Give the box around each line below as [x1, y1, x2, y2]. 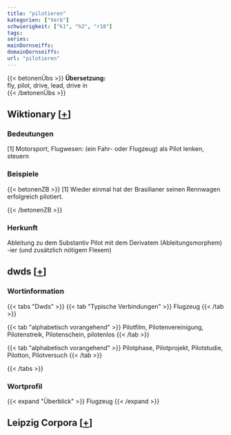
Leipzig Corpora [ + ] [7, 417, 93, 429]
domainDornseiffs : [7, 49, 60, 56]
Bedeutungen [7, 129, 54, 139]
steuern [7, 152, 30, 161]
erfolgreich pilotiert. [7, 192, 63, 201]
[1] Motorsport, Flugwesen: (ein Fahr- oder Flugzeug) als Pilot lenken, [7, 145, 205, 153]
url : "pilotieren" [7, 55, 60, 62]
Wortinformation [7, 287, 64, 296]
